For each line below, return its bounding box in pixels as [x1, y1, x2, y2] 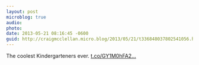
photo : [6, 25, 23, 31]
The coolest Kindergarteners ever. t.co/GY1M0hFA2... [6, 53, 136, 59]
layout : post [6, 8, 38, 15]
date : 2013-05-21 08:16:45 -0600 [6, 31, 89, 37]
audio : [6, 19, 23, 25]
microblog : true [6, 14, 46, 20]
